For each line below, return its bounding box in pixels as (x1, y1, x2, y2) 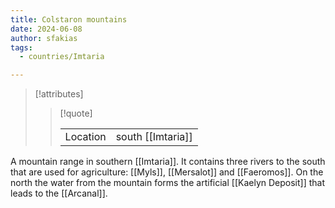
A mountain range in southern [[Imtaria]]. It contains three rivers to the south (10, 156, 326, 168)
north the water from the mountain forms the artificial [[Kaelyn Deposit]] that (10, 177, 326, 189)
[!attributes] (34, 88, 84, 100)
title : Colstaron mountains (10, 14, 128, 25)
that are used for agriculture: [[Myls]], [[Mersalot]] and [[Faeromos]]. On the (10, 166, 324, 178)
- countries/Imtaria (19, 52, 105, 62)
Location (64, 130, 107, 144)
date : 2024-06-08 (10, 24, 83, 34)
